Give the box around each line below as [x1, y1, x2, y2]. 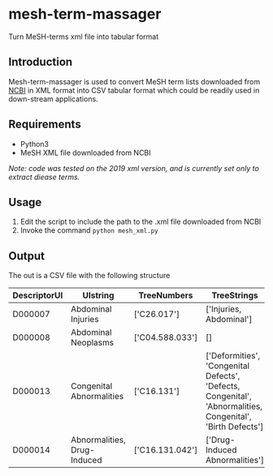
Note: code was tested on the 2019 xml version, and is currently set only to [8, 163, 260, 173]
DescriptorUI [12, 289, 63, 301]
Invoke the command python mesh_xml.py [19, 225, 158, 235]
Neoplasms [70, 337, 115, 349]
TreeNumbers [138, 289, 193, 301]
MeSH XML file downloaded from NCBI [19, 148, 152, 157]
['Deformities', [206, 350, 261, 362]
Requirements [8, 118, 81, 131]
